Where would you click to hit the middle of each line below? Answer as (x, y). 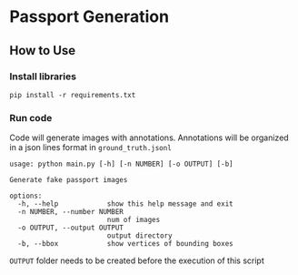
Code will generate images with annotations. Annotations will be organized (149, 137)
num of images (134, 220)
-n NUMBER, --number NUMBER (71, 212)
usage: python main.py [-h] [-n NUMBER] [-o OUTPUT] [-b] (121, 164)
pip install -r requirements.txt (73, 95)
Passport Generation (89, 17)
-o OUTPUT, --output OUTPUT (71, 228)
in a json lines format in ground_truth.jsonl (91, 148)
